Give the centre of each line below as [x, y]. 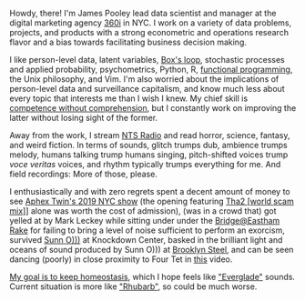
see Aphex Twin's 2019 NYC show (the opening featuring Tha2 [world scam [152, 201]
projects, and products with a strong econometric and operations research [149, 32]
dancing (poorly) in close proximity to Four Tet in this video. [121, 259]
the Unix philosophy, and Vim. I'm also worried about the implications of [144, 79]
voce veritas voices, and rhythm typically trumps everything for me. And [145, 164]
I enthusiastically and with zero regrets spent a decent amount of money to [150, 191]
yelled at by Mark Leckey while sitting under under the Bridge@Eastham [145, 221]
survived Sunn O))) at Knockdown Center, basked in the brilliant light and [146, 240]
